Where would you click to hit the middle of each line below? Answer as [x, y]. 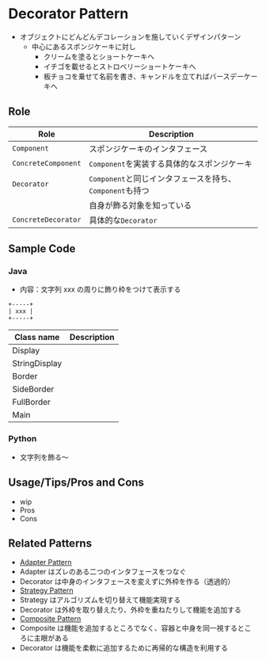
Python [23, 439]
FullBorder [32, 402]
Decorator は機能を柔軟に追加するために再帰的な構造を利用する [123, 648]
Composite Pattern [50, 619]
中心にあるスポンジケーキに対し [84, 46]
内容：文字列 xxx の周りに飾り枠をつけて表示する [100, 289]
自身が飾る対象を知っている [141, 205]
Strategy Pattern [46, 590]
